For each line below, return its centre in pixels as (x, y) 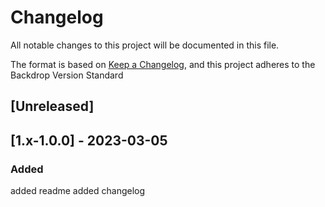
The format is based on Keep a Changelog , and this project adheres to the (163, 64)
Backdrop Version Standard (67, 75)
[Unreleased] (52, 106)
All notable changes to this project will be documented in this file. (145, 45)
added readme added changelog (78, 191)
